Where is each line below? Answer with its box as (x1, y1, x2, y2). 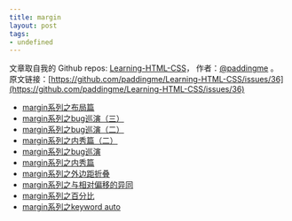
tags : (9, 29, 29, 38)
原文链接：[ (9, 74, 51, 85)
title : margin (9, 12, 62, 22)
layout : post (9, 21, 58, 30)
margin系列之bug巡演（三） (21, 113, 124, 124)
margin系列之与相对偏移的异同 (21, 179, 134, 190)
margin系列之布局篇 (21, 103, 95, 113)
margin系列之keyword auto (21, 202, 122, 212)
